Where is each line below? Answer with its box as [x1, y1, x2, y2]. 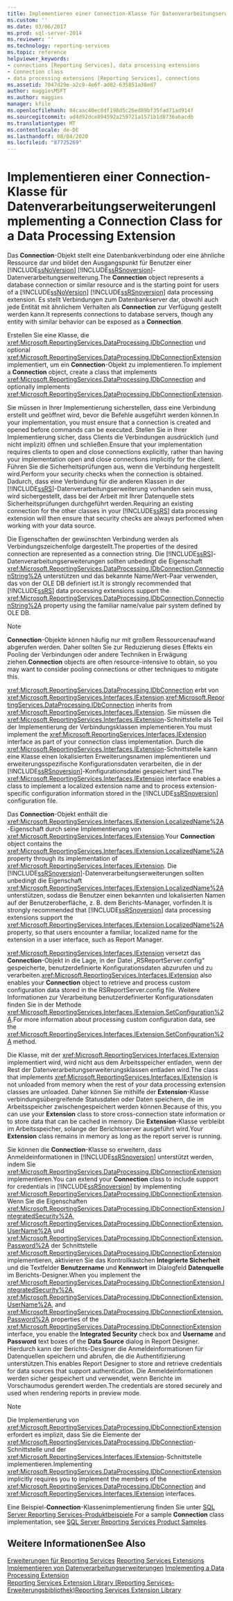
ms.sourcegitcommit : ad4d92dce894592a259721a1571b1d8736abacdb [7, 113, 194, 120]
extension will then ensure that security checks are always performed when [7, 514, 224, 523]
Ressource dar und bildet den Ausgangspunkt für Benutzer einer [7, 258, 192, 267]
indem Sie [7, 1160, 36, 1168]
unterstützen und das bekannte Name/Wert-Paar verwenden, [43, 572, 218, 580]
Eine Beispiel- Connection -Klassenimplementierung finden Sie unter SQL [7, 1503, 215, 1511]
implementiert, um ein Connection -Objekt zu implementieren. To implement [7, 360, 222, 369]
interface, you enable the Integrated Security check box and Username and [7, 1330, 226, 1339]
